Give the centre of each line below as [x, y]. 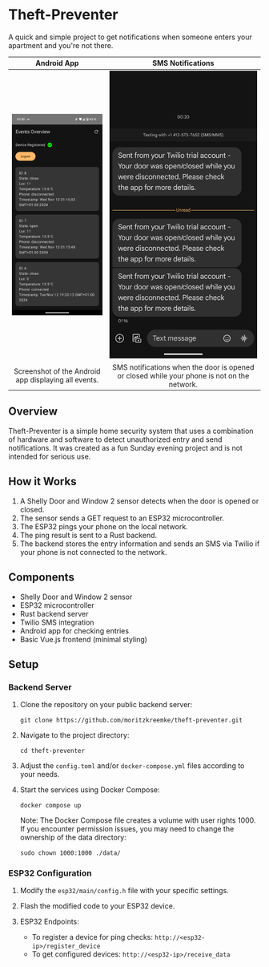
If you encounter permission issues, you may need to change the [127, 829]
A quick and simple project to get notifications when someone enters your [130, 37]
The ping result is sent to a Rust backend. [88, 535]
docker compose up [50, 806]
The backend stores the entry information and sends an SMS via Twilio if [140, 544]
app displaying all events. [57, 380]
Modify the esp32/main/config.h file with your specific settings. [124, 891]
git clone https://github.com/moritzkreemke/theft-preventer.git [131, 720]
